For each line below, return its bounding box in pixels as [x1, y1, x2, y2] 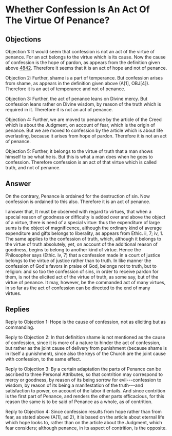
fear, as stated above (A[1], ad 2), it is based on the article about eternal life [5, 414, 165, 420]
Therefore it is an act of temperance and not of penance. [5, 86, 126, 92]
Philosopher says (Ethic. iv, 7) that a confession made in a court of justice [5, 252, 161, 258]
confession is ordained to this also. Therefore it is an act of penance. [5, 199, 150, 205]
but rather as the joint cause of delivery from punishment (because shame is [5, 345, 167, 351]
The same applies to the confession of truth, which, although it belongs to [5, 235, 162, 242]
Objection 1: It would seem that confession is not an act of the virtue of [5, 49, 155, 54]
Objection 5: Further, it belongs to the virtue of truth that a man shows [5, 148, 153, 154]
